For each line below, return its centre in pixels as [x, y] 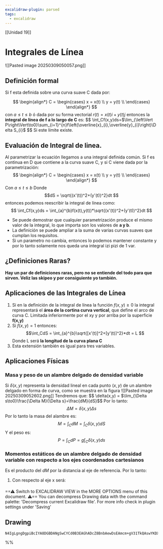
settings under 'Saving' [28, 507]
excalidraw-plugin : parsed [32, 9]
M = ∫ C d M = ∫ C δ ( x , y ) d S [81, 424]
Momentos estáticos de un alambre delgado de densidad [73, 454]
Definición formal [32, 81]
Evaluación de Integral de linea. [53, 146]
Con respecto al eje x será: [39, 480]
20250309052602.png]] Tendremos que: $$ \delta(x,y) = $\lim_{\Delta [76, 396]
